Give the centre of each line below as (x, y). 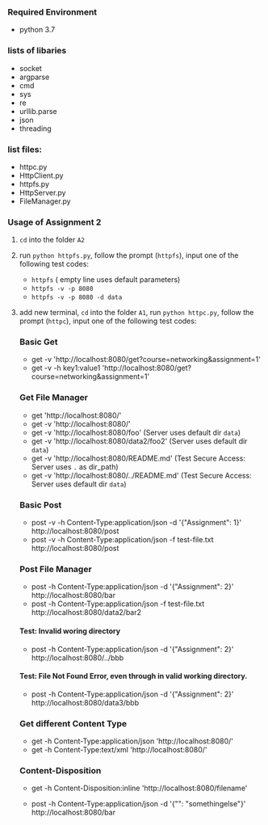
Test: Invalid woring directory (70, 631)
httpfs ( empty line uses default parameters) (106, 280)
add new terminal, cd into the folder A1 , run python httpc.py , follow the (136, 313)
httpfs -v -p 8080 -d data (77, 297)
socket (30, 68)
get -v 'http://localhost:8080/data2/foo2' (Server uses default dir (139, 441)
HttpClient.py (41, 175)
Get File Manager (53, 398)
